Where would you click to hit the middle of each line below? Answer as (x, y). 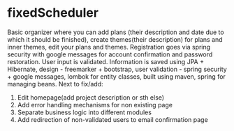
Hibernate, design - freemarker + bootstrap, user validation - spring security (117, 69)
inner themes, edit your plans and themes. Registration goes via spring (109, 47)
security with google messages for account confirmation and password (110, 54)
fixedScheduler (53, 13)
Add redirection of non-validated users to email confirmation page (112, 119)
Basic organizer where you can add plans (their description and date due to (116, 32)
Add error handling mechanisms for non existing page (95, 105)
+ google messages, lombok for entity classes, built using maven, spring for (116, 76)
